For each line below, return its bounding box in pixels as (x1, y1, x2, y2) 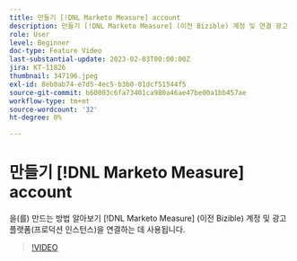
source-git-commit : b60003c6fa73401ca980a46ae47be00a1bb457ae (9, 88, 247, 97)
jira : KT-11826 (9, 64, 66, 73)
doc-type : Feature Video (9, 47, 102, 56)
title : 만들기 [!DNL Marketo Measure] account (9, 13, 181, 22)
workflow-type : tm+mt (9, 96, 91, 106)
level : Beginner (9, 38, 70, 48)
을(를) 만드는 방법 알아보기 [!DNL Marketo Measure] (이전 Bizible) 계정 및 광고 (9, 213, 287, 224)
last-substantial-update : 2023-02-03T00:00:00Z (9, 55, 191, 64)
